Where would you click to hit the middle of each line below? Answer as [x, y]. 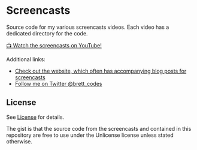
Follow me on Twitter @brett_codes [58, 83]
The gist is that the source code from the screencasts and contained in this [99, 128]
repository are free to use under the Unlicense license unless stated [90, 135]
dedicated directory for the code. [47, 33]
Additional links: [26, 59]
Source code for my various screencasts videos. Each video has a [88, 27]
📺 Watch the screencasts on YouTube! [54, 45]
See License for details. [35, 117]
